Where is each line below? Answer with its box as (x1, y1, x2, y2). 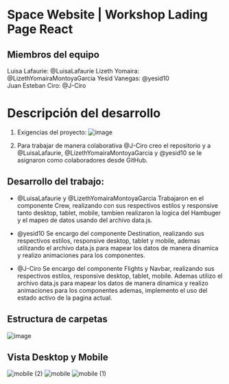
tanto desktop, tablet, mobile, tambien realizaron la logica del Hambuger (16, 208, 221, 217)
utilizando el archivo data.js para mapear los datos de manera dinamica (16, 243, 219, 252)
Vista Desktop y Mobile (7, 351, 108, 363)
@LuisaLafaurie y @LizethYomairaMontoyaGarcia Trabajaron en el (16, 194, 204, 202)
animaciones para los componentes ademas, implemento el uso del (16, 286, 208, 294)
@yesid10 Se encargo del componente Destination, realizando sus (16, 229, 204, 237)
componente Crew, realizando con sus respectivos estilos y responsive (16, 201, 218, 209)
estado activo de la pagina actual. (16, 293, 113, 302)
